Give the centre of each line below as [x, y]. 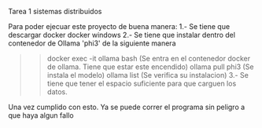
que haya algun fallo [41, 115]
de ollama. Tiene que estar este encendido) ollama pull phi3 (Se [150, 67]
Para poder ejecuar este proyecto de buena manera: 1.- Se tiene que [119, 26]
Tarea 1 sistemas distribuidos [55, 11]
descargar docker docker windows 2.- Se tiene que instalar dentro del [122, 35]
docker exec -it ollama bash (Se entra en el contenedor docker [148, 59]
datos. [57, 92]
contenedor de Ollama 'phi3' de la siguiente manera [92, 43]
